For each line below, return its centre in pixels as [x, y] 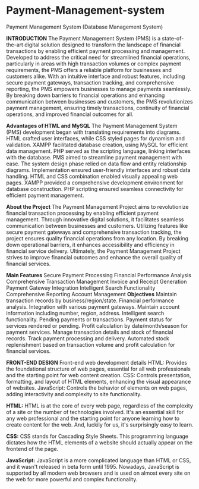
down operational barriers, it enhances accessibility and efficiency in [90, 244]
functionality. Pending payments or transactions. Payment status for [89, 319]
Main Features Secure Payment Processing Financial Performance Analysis [99, 275]
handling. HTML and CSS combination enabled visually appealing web [92, 176]
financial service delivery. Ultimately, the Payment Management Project [94, 251]
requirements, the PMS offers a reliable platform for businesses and [89, 70]
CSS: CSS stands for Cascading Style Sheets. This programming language [97, 436]
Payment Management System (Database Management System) [85, 27]
